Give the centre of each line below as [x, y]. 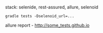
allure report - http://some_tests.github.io [47, 25]
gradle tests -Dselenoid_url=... [40, 16]
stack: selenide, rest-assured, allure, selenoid [52, 7]
